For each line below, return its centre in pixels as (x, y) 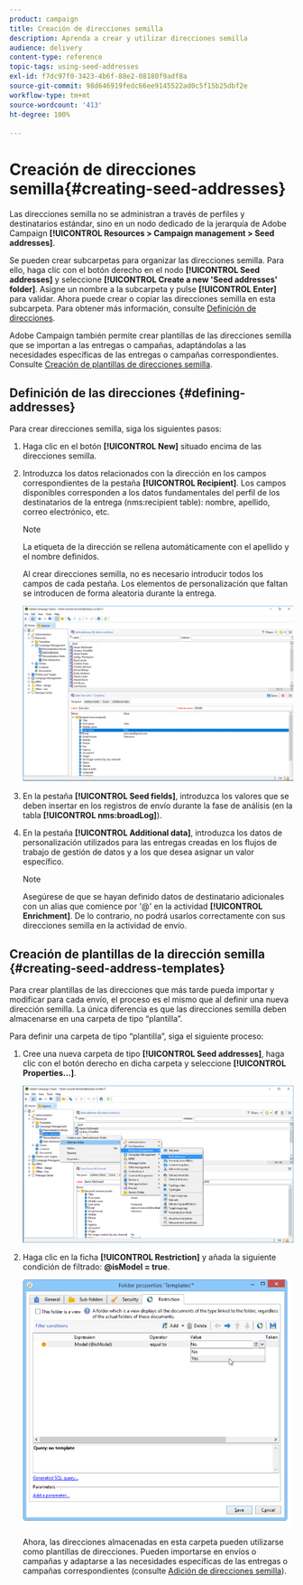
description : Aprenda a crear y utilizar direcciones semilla (129, 38)
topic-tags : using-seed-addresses (74, 67)
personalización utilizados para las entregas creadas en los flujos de (150, 843)
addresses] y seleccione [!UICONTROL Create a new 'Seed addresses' (143, 279)
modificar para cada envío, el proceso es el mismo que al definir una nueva (149, 1000)
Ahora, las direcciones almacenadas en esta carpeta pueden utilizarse (153, 1543)
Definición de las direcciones (93, 393)
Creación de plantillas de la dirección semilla (138, 954)
